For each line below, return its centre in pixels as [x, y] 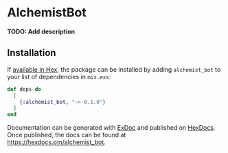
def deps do [24, 89]
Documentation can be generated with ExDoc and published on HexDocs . [111, 128]
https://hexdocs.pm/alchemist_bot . [57, 142]
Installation [32, 53]
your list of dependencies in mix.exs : [59, 76]
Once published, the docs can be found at [67, 135]
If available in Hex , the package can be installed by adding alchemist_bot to [114, 69]
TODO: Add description [41, 31]
